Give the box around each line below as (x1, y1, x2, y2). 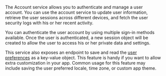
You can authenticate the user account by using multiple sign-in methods (5, 30, 155, 35)
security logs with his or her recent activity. (5, 20, 94, 26)
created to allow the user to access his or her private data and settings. (5, 40, 151, 46)
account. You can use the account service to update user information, (5, 9, 148, 15)
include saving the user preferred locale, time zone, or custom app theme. (5, 65, 157, 71)
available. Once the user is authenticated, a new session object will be (5, 35, 149, 40)
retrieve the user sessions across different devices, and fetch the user (5, 15, 148, 20)
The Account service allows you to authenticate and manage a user (5, 4, 143, 10)
